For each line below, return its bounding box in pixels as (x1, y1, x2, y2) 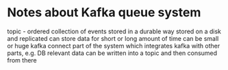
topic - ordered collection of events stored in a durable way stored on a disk (7, 27, 221, 35)
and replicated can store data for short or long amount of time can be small (7, 34, 219, 42)
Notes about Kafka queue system (7, 5, 201, 20)
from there (7, 56, 38, 64)
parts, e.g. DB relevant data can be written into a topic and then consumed (7, 49, 218, 57)
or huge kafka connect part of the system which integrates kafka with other (7, 41, 220, 50)
